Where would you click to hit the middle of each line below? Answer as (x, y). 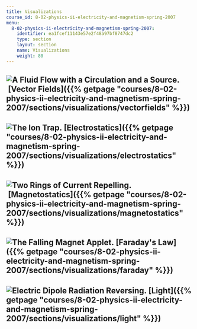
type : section (34, 39)
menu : (13, 23)
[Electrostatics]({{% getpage (118, 128)
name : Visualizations (43, 50)
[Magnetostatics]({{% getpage (66, 194)
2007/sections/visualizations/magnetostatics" (95, 213)
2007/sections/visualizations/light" (74, 318)
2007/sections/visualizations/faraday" (80, 271)
